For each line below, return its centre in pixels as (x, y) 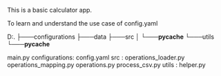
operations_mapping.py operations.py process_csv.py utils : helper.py (106, 65)
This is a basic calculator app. (49, 10)
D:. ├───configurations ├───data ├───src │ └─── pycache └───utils (111, 37)
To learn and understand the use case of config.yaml (83, 23)
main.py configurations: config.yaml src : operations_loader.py (96, 57)
